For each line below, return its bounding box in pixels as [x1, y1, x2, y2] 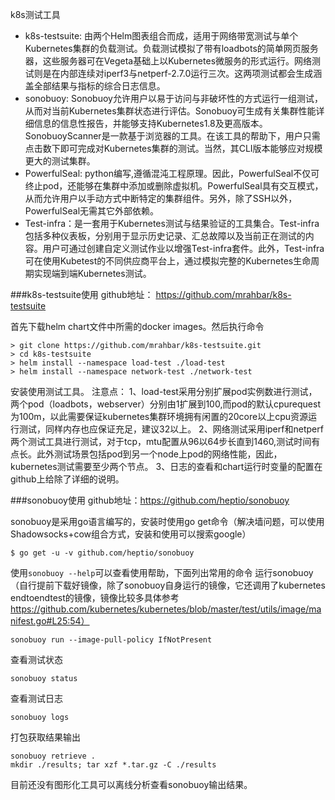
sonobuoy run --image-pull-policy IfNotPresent [10, 635, 213, 645]
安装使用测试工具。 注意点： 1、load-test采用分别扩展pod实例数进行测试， [10, 386, 318, 397]
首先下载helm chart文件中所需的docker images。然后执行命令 [10, 321, 265, 332]
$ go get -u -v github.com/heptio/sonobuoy [10, 548, 195, 558]
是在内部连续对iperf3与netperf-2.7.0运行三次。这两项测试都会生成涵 [42, 68, 323, 79]
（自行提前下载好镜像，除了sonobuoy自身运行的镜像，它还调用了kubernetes [10, 579, 326, 591]
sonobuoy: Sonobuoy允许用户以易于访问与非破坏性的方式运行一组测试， [24, 93, 323, 104]
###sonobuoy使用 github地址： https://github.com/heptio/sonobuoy [10, 494, 290, 506]
